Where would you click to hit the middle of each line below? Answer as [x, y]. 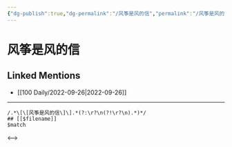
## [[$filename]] [32, 119]
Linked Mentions [44, 76]
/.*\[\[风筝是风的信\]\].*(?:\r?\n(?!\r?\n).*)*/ [77, 112]
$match [17, 125]
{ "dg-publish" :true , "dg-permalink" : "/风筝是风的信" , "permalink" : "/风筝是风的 [116, 13]
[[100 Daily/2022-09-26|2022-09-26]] [72, 92]
